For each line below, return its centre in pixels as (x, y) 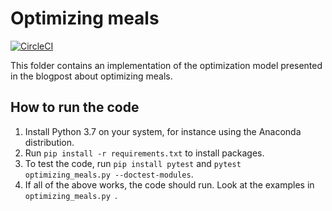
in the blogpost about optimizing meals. (91, 76)
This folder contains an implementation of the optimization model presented (166, 65)
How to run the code (75, 107)
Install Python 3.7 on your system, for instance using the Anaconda (163, 131)
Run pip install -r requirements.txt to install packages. (144, 153)
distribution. (49, 142)
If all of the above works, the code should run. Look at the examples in (169, 184)
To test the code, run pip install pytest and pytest (133, 163)
